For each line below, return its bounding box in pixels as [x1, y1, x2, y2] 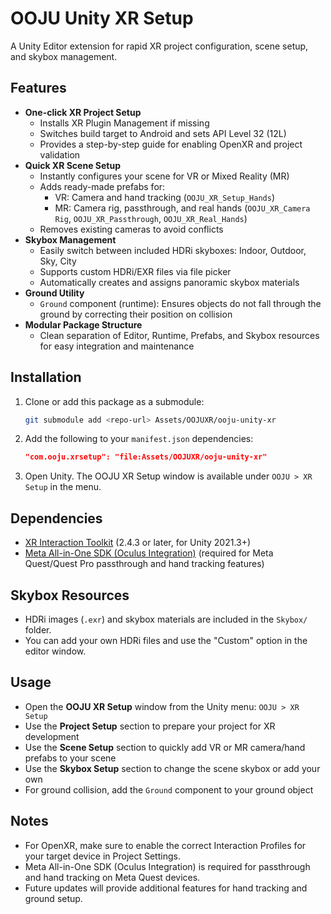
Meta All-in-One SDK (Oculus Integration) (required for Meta [24, 547, 274, 559]
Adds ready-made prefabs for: [39, 180, 166, 192]
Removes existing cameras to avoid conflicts [39, 223, 224, 235]
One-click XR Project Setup [24, 106, 142, 118]
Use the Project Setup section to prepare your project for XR [24, 720, 276, 732]
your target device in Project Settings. [24, 850, 181, 862]
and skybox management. [10, 50, 118, 62]
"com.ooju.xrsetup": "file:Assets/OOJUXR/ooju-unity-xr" [24, 452, 268, 462]
